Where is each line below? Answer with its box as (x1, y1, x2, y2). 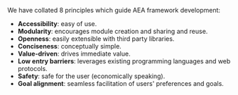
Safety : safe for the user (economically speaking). (17, 72, 166, 80)
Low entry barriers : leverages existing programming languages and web (17, 57, 231, 65)
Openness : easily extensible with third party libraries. (17, 34, 175, 43)
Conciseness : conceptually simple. (17, 42, 122, 50)
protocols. (17, 65, 48, 72)
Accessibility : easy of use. (17, 20, 97, 27)
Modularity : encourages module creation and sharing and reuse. (17, 27, 208, 35)
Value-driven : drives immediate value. (17, 49, 131, 58)
